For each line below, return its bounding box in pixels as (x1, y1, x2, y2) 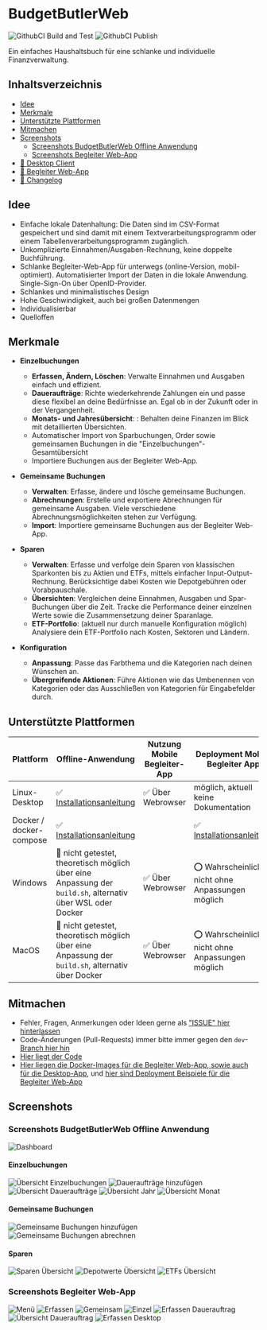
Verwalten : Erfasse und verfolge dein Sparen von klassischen (31, 560, 235, 569)
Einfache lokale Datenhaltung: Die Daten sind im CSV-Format (19, 219, 220, 229)
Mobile (150, 749, 178, 760)
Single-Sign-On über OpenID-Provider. (19, 278, 147, 288)
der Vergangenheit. (31, 405, 95, 415)
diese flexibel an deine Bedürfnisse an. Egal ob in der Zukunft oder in (31, 397, 258, 406)
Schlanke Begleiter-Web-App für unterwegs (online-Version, (19, 262, 217, 271)
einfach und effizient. (31, 380, 102, 390)
